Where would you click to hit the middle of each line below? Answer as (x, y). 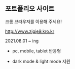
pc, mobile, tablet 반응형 (37, 51)
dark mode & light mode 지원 (41, 61)
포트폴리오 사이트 (30, 9)
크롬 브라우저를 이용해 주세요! (34, 22)
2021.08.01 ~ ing (22, 41)
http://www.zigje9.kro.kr (30, 31)
